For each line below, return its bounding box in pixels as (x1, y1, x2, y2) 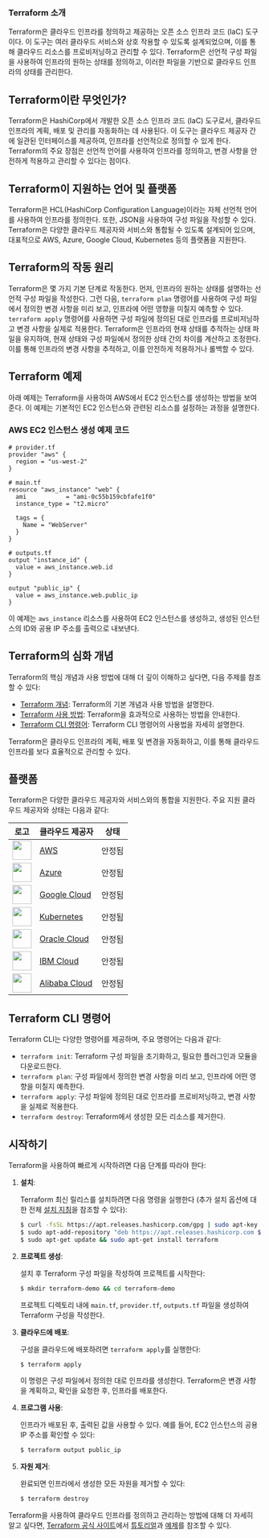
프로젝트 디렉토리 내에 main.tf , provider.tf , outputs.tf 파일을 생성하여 (19, 1300, 249, 1310)
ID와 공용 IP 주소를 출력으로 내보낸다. (22, 623, 140, 633)
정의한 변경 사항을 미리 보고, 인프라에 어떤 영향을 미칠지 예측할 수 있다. (22, 303, 243, 313)
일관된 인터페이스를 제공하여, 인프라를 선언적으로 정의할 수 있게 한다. (16, 136, 231, 146)
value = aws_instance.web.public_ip (15, 591, 138, 599)
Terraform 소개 (8, 6, 66, 18)
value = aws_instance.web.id (15, 563, 113, 571)
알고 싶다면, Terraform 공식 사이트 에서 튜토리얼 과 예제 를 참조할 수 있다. (8, 1520, 232, 1530)
